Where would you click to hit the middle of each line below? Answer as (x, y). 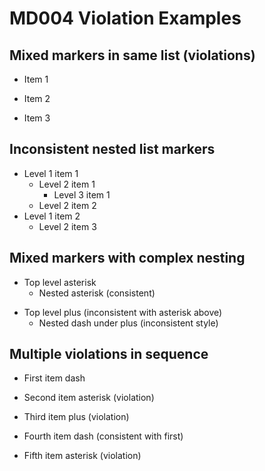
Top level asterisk (60, 282)
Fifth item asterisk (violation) (82, 456)
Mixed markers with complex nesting (127, 258)
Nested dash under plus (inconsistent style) (128, 323)
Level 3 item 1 (82, 194)
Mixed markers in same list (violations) (132, 55)
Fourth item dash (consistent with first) (103, 436)
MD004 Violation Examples (125, 18)
